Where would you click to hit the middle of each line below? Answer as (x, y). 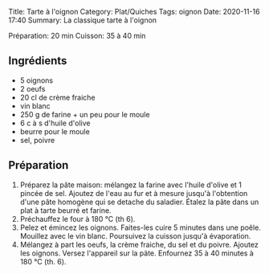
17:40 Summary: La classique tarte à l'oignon (83, 20)
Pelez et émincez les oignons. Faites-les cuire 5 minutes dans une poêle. (140, 227)
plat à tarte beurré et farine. (65, 210)
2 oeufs (33, 88)
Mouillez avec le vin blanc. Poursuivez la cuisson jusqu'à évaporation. (135, 235)
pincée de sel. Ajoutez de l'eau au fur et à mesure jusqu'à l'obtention (134, 193)
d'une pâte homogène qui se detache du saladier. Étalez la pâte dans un (139, 202)
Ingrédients (38, 61)
